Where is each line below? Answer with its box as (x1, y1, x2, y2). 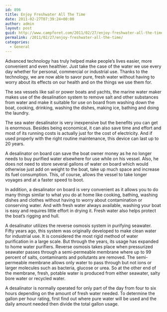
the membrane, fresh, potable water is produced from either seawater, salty (5, 270, 161, 276)
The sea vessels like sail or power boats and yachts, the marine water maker (5, 89, 162, 95)
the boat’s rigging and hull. (5, 212, 60, 219)
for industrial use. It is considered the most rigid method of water (5, 233, 138, 239)
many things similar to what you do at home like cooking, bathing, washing (5, 192, 158, 198)
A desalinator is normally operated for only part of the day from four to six (5, 285, 157, 291)
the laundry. (5, 110, 30, 116)
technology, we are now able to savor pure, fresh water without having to (5, 74, 155, 80)
